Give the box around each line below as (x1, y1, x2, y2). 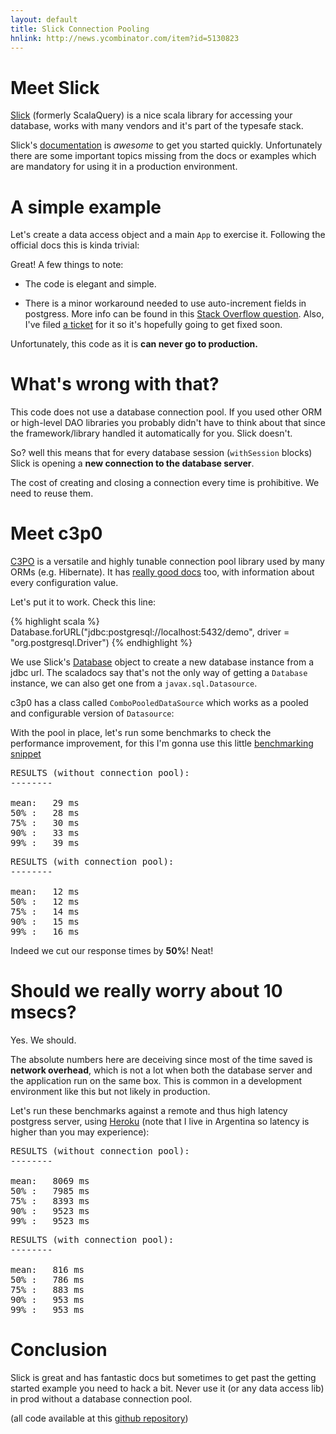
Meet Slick (10, 76, 100, 99)
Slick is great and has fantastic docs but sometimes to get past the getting (10, 1372, 317, 1383)
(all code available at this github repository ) (10, 1412, 189, 1424)
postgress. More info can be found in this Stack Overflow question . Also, (24, 308, 325, 320)
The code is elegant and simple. (24, 278, 157, 290)
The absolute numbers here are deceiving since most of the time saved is (10, 1054, 313, 1066)
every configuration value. (10, 577, 119, 589)
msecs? (10, 1001, 77, 1024)
